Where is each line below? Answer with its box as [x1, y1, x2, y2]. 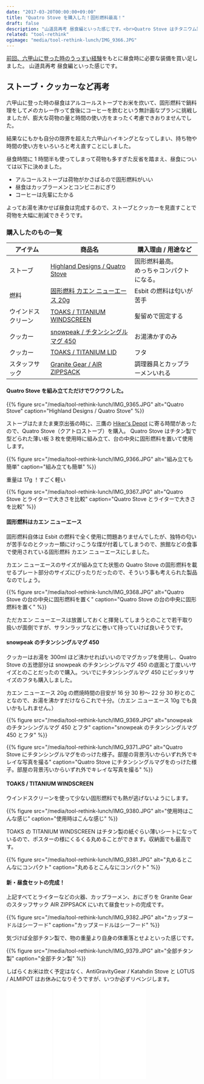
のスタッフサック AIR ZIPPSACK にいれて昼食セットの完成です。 [6, 901, 167, 908]
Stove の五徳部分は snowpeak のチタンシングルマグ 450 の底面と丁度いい [6, 661, 191, 668]
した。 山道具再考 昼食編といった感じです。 [11, 62, 121, 69]
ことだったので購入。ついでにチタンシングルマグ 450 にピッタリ [27, 668, 189, 675]
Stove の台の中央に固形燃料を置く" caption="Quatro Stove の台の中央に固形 [6, 595, 197, 602]
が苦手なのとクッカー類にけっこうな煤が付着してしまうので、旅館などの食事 [6, 540, 198, 548]
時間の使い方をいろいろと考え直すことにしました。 [6, 142, 134, 150]
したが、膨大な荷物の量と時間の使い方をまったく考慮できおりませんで [11, 114, 187, 122]
